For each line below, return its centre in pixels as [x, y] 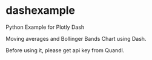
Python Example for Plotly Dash [45, 27]
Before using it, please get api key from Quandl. [65, 50]
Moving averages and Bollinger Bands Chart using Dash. [76, 38]
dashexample [41, 10]
